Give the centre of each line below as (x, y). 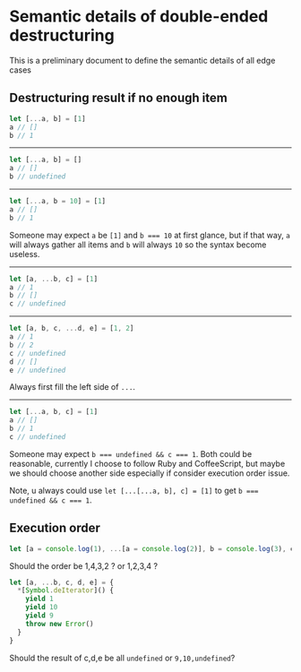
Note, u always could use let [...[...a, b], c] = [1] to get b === (134, 490)
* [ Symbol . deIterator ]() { (66, 590)
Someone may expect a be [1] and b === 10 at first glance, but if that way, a (150, 235)
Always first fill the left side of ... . (73, 387)
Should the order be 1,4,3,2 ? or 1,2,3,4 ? (84, 565)
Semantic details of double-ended (139, 17)
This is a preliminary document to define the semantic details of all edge (142, 60)
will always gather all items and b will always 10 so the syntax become (138, 245)
